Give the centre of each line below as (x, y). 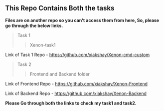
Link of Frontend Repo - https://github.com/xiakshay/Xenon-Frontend (77, 83)
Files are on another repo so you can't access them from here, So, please (82, 20)
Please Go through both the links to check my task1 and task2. (71, 103)
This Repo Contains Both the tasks (60, 8)
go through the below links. (34, 25)
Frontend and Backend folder (60, 74)
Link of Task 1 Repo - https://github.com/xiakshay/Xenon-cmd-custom (78, 54)
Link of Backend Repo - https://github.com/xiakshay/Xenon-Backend (76, 93)
